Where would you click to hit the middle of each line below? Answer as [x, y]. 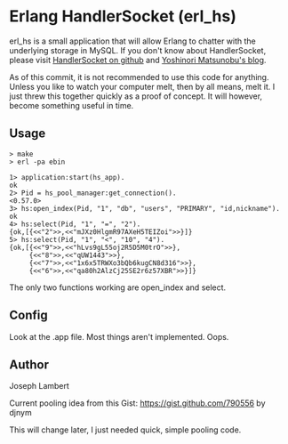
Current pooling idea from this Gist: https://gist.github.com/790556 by [137, 403]
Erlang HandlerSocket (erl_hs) [123, 16]
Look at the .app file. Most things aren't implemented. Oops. [119, 336]
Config [28, 315]
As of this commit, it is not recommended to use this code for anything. [139, 77]
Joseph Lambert [39, 386]
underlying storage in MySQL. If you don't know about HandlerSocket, [138, 50]
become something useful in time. [72, 105]
